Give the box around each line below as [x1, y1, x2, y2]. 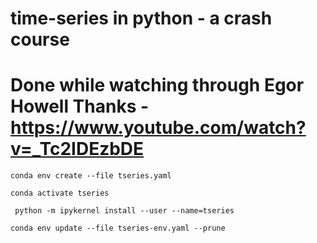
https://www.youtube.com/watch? [10, 117, 307, 139]
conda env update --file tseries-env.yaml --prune [10, 223, 226, 234]
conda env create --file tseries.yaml [10, 171, 172, 181]
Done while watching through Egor [10, 74, 305, 97]
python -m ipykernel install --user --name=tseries [14, 206, 235, 216]
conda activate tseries [10, 188, 110, 199]
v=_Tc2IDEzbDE [10, 138, 145, 161]
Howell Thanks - [10, 95, 150, 118]
